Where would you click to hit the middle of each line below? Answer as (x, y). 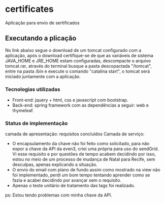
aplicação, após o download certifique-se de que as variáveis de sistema (79, 55)
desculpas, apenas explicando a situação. (55, 164)
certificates (30, 9)
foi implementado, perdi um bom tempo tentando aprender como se (81, 175)
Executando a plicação (41, 38)
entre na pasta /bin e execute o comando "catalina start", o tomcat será (78, 71)
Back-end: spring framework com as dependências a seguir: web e (81, 105)
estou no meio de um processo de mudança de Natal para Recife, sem (84, 160)
